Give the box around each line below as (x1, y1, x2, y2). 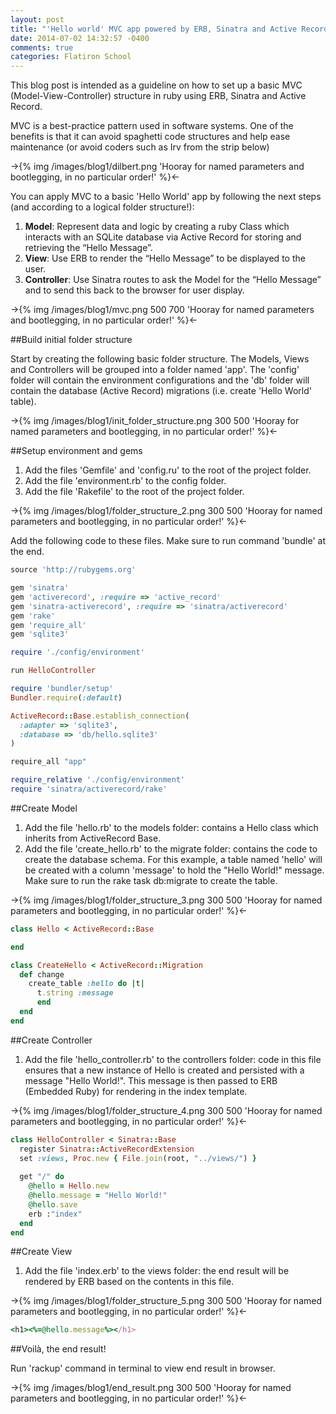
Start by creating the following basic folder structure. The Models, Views (10, 353, 310, 365)
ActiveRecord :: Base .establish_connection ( (10, 711, 190, 721)
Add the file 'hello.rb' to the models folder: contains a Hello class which (24, 821, 319, 833)
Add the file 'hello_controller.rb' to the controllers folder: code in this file (24, 1053, 322, 1065)
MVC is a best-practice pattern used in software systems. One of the (10, 120, 294, 132)
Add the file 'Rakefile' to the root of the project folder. (24, 486, 245, 498)
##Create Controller (10, 1034, 93, 1046)
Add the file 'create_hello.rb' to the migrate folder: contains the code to (24, 842, 318, 855)
